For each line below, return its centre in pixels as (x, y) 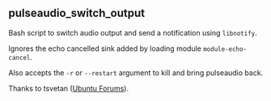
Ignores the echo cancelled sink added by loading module (105, 48)
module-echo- (225, 49)
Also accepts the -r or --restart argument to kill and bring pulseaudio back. (136, 73)
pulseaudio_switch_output (77, 13)
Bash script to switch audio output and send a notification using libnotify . (133, 32)
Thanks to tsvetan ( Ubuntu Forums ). (69, 88)
